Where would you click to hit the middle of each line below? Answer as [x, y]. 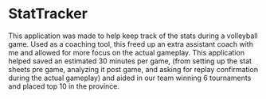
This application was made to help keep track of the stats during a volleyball [133, 36]
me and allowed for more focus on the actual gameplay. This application [127, 52]
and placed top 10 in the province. [64, 86]
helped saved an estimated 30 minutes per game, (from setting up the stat [130, 61]
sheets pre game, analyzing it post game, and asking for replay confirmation [133, 69]
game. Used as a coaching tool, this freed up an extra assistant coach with [131, 44]
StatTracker [48, 14]
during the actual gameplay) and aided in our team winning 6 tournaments [130, 78]
